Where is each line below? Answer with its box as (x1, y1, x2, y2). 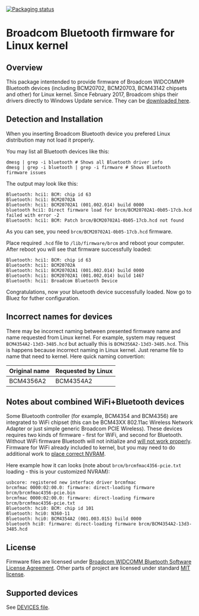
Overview (6, 62, 43, 72)
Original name (9, 366, 50, 375)
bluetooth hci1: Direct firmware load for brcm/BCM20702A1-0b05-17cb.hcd (6, 207, 192, 213)
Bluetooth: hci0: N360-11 (6, 510, 70, 517)
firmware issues (6, 170, 46, 175)
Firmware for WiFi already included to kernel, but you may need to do (6, 444, 176, 451)
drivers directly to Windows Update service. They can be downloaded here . (6, 97, 191, 104)
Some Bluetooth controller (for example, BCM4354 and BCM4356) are (6, 413, 178, 420)
